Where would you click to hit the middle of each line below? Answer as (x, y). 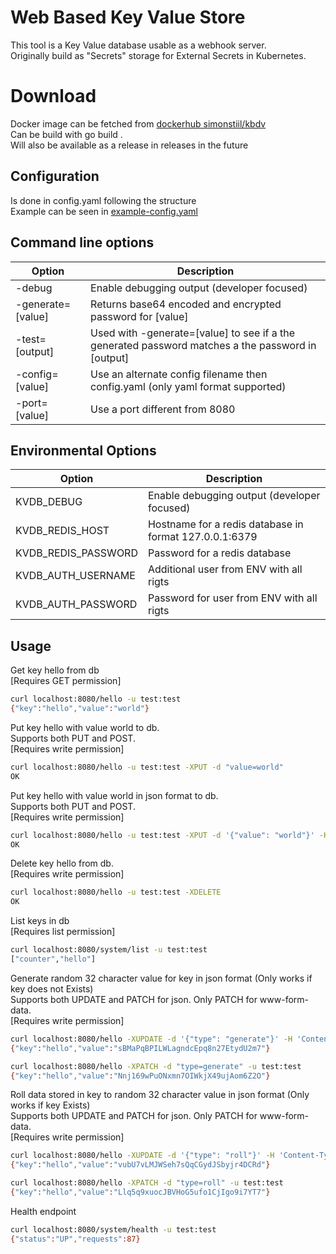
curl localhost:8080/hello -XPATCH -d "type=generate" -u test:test (156, 1066)
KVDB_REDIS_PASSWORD (76, 553)
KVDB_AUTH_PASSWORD (76, 604)
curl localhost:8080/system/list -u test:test (109, 950)
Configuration (55, 176)
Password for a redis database (219, 553)
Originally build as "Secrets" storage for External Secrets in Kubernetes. (158, 55)
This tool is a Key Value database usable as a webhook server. (138, 45)
